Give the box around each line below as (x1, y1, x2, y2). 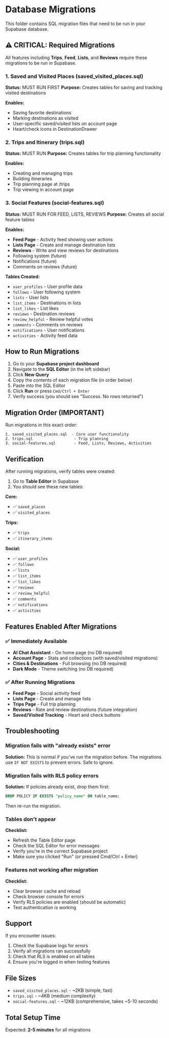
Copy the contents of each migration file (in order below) (12, 377, 133, 383)
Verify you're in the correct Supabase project (12, 848, 108, 854)
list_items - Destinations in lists (12, 300, 82, 306)
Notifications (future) (12, 258, 57, 264)
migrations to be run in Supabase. (5, 60, 77, 66)
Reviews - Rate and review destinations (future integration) (12, 707, 138, 713)
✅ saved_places (12, 504, 46, 510)
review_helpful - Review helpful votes (12, 316, 93, 322)
